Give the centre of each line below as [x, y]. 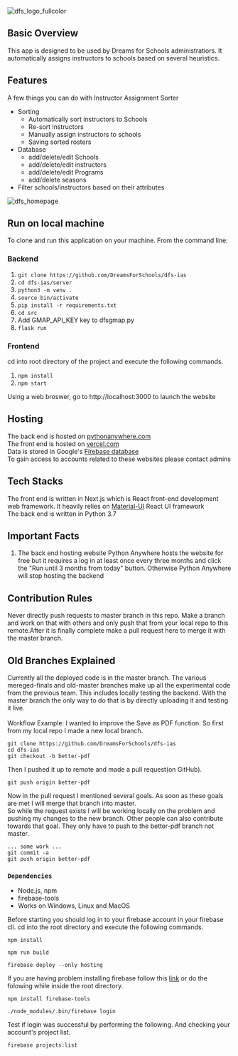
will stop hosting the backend [61, 576]
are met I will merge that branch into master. [72, 803]
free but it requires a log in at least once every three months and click [119, 561]
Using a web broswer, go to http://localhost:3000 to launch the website [112, 397]
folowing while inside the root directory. [65, 986]
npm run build [28, 953]
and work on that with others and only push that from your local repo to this [118, 623]
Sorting [28, 111]
